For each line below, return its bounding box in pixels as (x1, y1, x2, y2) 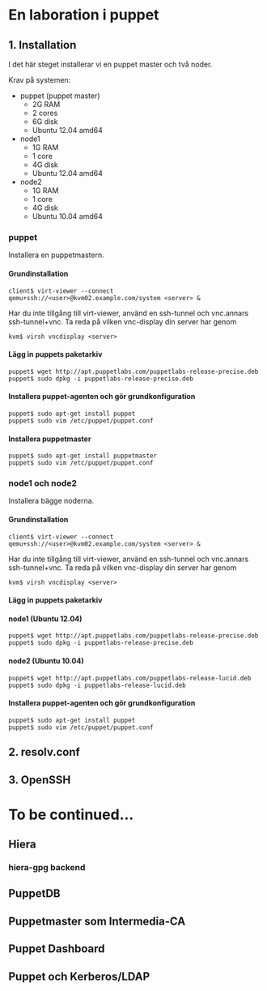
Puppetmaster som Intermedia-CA (8, 914, 186, 928)
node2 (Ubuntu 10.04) (8, 656, 85, 666)
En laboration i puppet (8, 6, 159, 24)
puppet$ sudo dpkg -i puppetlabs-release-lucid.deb (8, 681, 186, 689)
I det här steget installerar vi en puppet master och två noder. (8, 59, 213, 69)
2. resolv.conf (8, 745, 81, 759)
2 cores (32, 108, 58, 118)
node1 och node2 (8, 478, 77, 489)
